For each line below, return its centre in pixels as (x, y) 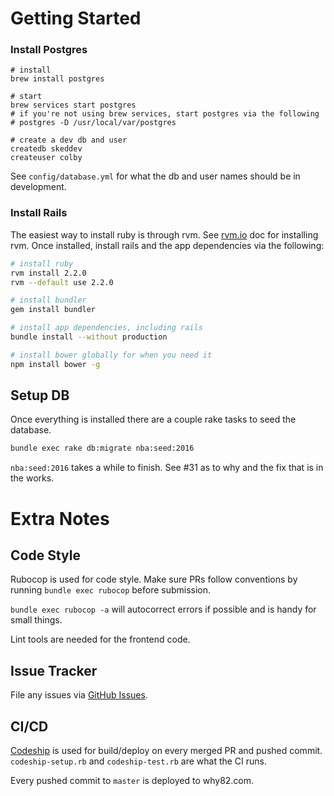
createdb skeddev (46, 149)
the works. (32, 478)
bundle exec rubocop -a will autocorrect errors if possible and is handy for (163, 609)
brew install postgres (57, 79)
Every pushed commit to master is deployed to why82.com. (132, 780)
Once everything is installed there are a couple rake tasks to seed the (153, 419)
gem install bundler (53, 310)
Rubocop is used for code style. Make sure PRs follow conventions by (154, 579)
